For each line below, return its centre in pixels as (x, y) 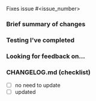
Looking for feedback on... (46, 56)
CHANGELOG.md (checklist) (49, 72)
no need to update (38, 85)
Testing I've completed (40, 40)
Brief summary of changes (46, 24)
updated (25, 92)
